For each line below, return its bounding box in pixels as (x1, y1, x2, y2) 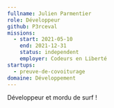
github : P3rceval (7, 23, 58, 30)
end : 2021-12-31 (19, 42, 67, 49)
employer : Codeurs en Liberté (19, 55, 108, 62)
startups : (7, 62, 36, 69)
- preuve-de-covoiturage (13, 68, 85, 75)
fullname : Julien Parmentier (7, 10, 92, 17)
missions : (7, 29, 36, 37)
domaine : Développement (7, 74, 76, 82)
